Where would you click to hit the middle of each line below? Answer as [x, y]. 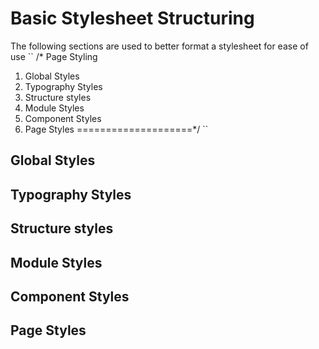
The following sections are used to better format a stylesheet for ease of [159, 46]
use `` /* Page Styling [54, 56]
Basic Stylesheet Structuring [132, 18]
